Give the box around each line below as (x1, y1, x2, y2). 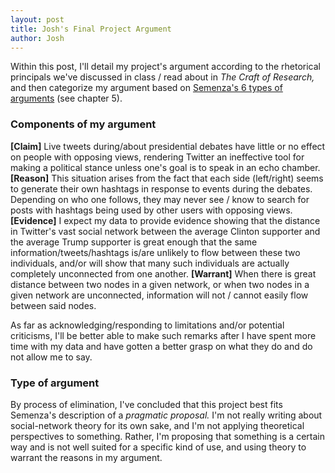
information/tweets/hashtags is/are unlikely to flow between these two (10, 246, 301, 258)
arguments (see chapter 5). (10, 92, 123, 105)
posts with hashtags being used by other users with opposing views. (10, 204, 293, 216)
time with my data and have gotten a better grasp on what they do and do (10, 340, 313, 352)
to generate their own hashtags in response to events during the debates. (10, 182, 313, 195)
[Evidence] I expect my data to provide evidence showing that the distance (10, 214, 321, 226)
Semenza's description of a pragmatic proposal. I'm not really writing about (10, 409, 323, 421)
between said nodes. (10, 299, 97, 311)
